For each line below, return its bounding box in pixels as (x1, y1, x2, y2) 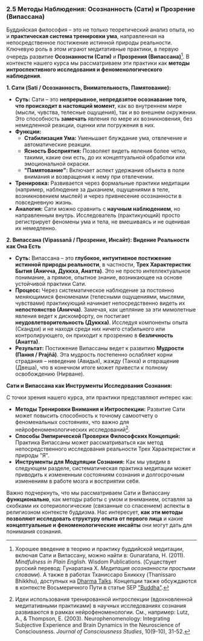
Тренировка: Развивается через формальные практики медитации (14, 179, 190, 187)
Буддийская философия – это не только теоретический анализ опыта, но (6, 26, 195, 33)
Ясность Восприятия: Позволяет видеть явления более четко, (24, 147, 187, 154)
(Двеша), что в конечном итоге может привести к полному (14, 364, 168, 371)
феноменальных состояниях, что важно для (14, 418, 129, 425)
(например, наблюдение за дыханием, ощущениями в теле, (14, 185, 170, 193)
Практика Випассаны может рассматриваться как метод (14, 439, 164, 446)
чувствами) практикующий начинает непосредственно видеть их (14, 299, 185, 307)
